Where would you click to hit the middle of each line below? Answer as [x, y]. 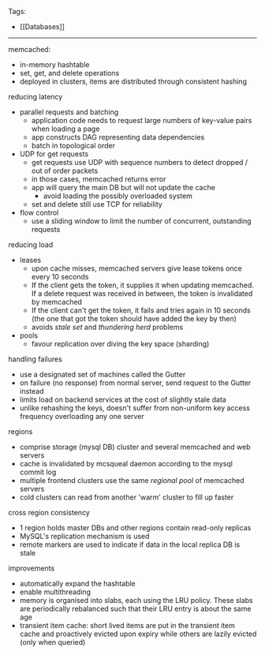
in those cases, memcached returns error [99, 179]
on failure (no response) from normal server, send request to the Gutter [135, 383]
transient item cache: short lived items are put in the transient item [127, 625]
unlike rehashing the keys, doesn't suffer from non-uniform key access [135, 408]
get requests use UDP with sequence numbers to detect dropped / [140, 162]
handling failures [35, 359]
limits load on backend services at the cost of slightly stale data [123, 399]
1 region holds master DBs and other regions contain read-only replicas [135, 528]
